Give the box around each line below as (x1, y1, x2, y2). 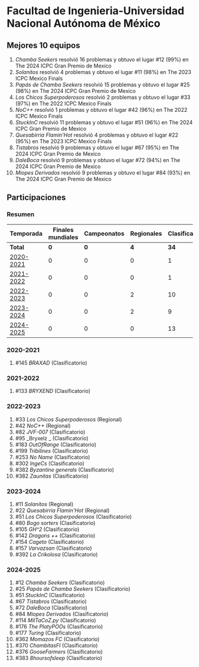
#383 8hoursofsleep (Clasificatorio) (15, 655, 103, 662)
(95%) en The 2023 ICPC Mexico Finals (15, 138, 112, 144)
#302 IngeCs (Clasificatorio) (15, 460, 84, 467)
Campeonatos (84, 229, 125, 237)
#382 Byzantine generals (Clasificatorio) (15, 466, 115, 473)
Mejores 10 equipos (6, 40, 80, 50)
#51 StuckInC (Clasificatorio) (15, 592, 85, 599)
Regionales (130, 229, 162, 237)
